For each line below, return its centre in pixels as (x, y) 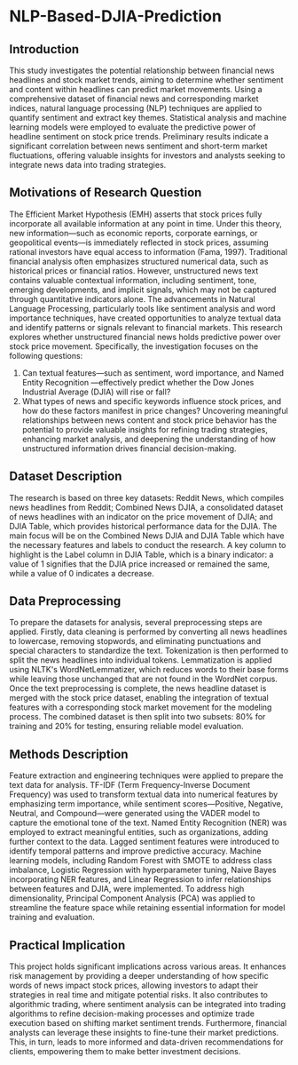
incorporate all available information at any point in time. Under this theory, (145, 223)
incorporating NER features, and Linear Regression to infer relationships (141, 879)
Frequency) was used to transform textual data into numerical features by (144, 795)
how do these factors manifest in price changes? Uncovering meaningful (155, 410)
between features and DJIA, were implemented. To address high (127, 889)
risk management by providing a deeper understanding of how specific (139, 976)
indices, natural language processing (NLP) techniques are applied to (136, 108)
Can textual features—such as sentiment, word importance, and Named (153, 373)
